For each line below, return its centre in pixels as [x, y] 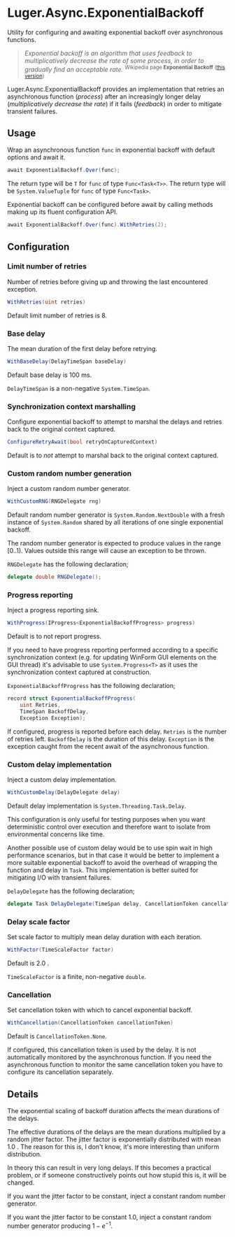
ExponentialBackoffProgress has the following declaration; [92, 686]
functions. [22, 39]
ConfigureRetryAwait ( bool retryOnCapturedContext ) [83, 442]
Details [23, 1094]
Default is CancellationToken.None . [57, 1036]
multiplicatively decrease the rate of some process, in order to [114, 60]
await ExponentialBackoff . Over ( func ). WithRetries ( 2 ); [87, 225]
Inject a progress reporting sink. [53, 610]
